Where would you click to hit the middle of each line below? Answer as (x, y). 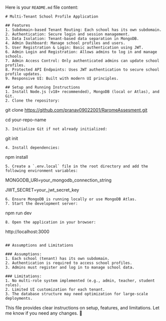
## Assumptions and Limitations (39, 245)
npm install (17, 157)
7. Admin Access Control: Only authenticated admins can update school (82, 61)
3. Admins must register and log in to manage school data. (70, 267)
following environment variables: (42, 171)
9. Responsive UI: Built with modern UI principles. (62, 78)
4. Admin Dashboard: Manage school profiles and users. (65, 43)
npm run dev (18, 213)
